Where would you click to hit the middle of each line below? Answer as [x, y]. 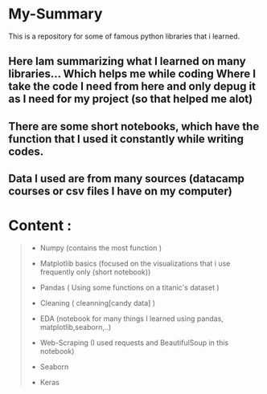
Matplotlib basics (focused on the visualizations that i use [135, 264]
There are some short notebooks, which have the [134, 126]
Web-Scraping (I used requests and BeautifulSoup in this [134, 343]
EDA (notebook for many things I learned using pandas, [131, 319]
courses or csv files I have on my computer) [121, 191]
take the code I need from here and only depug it [132, 86]
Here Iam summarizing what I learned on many [127, 61]
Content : [40, 226]
